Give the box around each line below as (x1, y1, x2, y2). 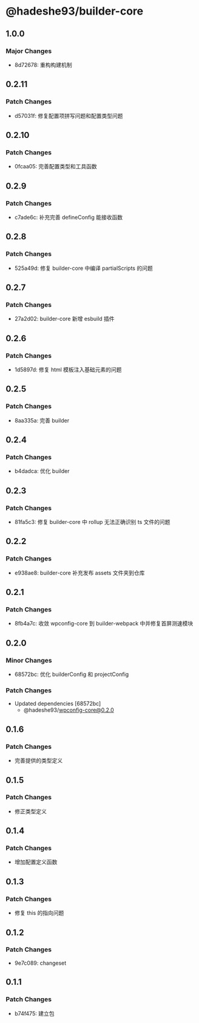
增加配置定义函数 (14, 858, 58, 866)
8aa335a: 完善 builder (14, 416, 70, 424)
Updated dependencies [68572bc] (14, 700, 101, 708)
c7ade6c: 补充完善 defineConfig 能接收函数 (14, 213, 123, 221)
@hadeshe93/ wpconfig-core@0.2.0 (23, 706, 115, 714)
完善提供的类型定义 (14, 757, 63, 764)
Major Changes (5, 47, 52, 55)
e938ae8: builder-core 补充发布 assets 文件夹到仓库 (14, 569, 145, 576)
